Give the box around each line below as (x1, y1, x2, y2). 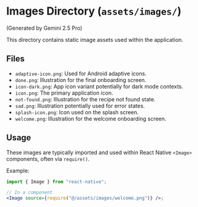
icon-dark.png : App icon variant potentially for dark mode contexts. (15, 83, 183, 90)
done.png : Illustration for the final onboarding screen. (15, 76, 147, 83)
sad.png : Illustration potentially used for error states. (15, 102, 145, 109)
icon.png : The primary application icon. (15, 89, 113, 97)
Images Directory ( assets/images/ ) (6, 4, 182, 18)
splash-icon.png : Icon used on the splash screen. (15, 108, 139, 116)
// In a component (6, 189, 53, 195)
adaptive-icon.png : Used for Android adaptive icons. (15, 70, 147, 77)
